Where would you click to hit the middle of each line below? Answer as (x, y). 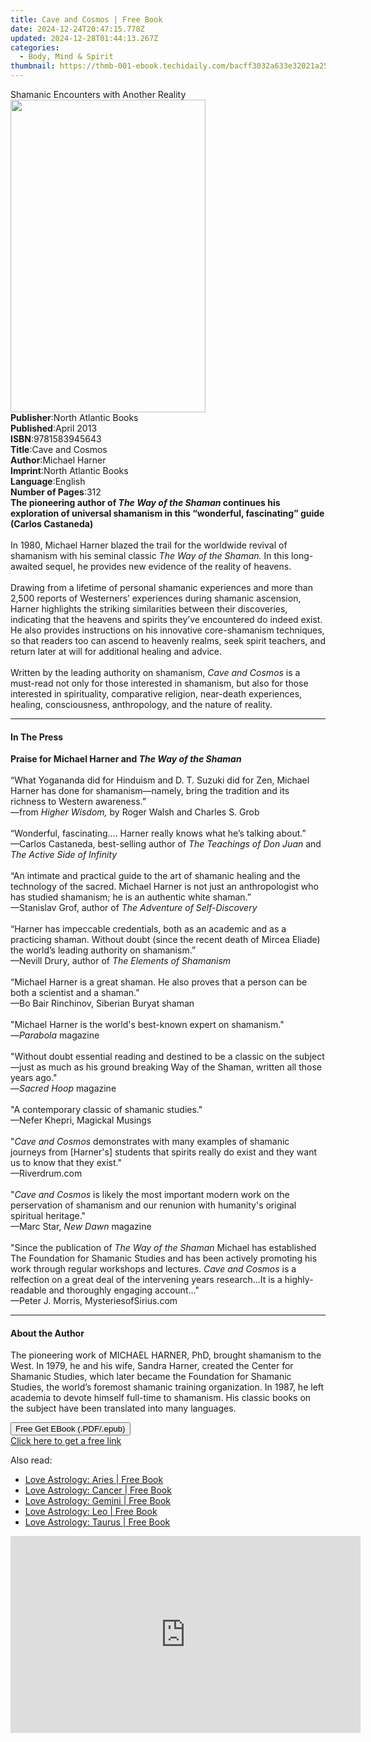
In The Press (37, 737)
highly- (299, 1280)
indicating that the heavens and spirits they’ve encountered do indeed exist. (166, 619)
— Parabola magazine (55, 1035)
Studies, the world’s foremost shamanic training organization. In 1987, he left (167, 1387)
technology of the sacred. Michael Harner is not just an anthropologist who (164, 887)
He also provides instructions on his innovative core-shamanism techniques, (167, 630)
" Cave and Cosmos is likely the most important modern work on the (150, 1195)
